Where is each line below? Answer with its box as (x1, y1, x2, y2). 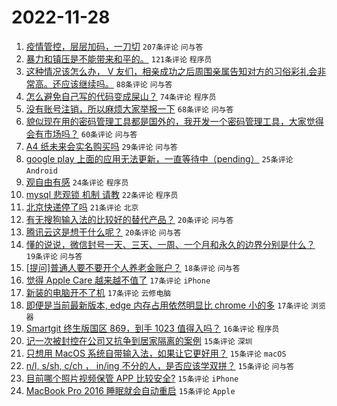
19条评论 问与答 (25, 251, 83, 261)
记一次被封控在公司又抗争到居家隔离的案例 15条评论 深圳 (25, 334, 253, 346)
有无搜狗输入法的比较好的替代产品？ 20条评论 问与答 (25, 213, 234, 225)
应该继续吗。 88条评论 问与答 (60, 77, 173, 90)
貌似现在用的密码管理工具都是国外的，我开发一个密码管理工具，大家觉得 (25, 115, 324, 127)
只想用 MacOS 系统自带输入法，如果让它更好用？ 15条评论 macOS (25, 347, 287, 359)
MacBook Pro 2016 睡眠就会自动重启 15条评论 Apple (25, 384, 236, 396)
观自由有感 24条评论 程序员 (25, 176, 129, 188)
